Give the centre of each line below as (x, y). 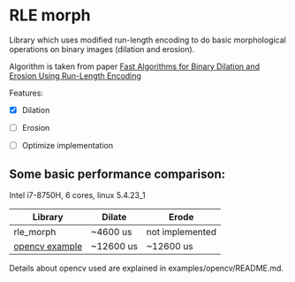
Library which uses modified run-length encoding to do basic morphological (148, 40)
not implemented (181, 232)
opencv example (48, 246)
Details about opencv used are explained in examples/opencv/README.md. (147, 268)
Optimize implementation (67, 146)
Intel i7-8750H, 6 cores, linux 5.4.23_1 (77, 194)
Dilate (114, 217)
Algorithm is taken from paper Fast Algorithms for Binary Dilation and (135, 66)
